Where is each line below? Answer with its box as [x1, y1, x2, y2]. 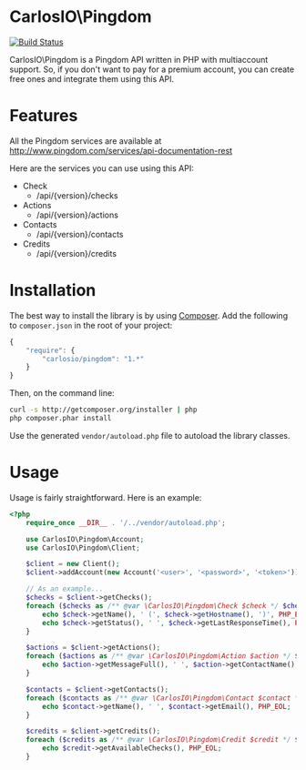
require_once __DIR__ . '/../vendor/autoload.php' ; [25, 518, 226, 527]
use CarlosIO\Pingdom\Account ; [25, 534, 145, 543]
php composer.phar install [9, 414, 112, 423]
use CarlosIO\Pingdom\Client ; [25, 543, 141, 552]
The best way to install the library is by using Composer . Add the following [9, 309, 289, 320]
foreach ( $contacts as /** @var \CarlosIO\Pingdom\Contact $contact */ [25, 694, 303, 703]
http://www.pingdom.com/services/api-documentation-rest [9, 145, 233, 156]
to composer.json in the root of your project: [9, 319, 173, 330]
